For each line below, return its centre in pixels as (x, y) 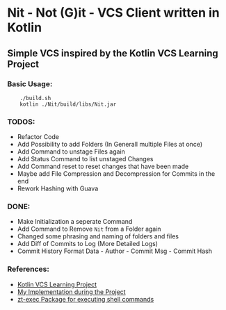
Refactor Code (38, 137)
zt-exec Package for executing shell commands (86, 299)
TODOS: (21, 122)
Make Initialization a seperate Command (75, 222)
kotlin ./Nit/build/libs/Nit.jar (68, 104)
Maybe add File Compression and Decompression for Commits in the (116, 174)
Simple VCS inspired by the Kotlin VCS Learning (113, 53)
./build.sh (35, 98)
